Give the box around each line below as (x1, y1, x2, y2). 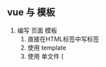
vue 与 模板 (7, 6, 56, 19)
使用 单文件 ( (27, 52, 64, 60)
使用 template (27, 44, 67, 52)
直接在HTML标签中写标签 (27, 35, 100, 43)
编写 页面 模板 (17, 26, 57, 35)
